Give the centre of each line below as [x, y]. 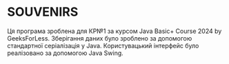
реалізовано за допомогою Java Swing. [66, 53]
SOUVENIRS [43, 12]
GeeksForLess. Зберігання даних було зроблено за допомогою [100, 38]
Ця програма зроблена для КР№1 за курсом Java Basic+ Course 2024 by [114, 31]
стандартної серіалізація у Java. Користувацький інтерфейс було [103, 45]
